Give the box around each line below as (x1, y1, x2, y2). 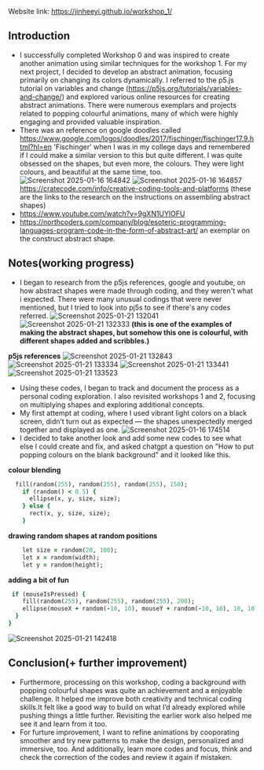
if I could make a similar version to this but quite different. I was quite (19, 150, 243, 159)
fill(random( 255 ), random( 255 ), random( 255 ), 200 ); (22, 597, 195, 606)
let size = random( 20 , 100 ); (22, 546, 118, 554)
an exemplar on (200, 225, 250, 235)
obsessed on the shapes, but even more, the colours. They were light (19, 159, 244, 168)
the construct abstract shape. (19, 233, 115, 243)
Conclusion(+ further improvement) (8, 656, 188, 670)
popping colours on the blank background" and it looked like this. (19, 449, 231, 459)
